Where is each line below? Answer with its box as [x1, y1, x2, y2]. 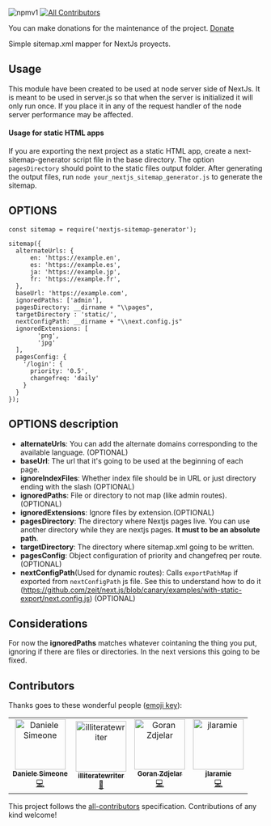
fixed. [8, 655, 28, 665]
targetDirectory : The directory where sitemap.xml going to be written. [19, 542, 255, 552]
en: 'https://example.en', [29, 253, 121, 262]
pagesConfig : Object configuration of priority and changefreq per [19, 550, 241, 560]
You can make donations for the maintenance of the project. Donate [8, 23, 235, 32]
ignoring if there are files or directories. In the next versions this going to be [8, 647, 260, 657]
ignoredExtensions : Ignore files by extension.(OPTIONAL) [19, 507, 215, 517]
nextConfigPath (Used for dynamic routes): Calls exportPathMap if [19, 567, 239, 578]
